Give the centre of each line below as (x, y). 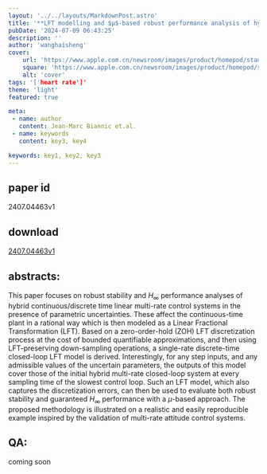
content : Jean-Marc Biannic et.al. (77, 127)
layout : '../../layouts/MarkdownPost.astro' (83, 16)
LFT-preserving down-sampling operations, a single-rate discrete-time (124, 348)
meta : (17, 112)
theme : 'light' (33, 90)
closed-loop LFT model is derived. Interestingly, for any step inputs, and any (133, 356)
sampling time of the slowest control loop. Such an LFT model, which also (129, 382)
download (33, 232)
